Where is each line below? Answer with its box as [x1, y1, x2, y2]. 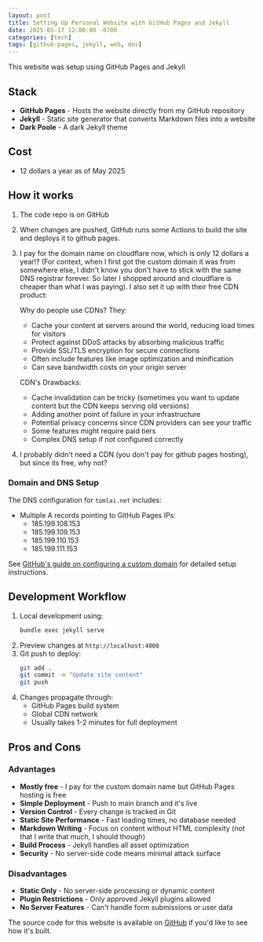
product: [19, 290, 48, 299]
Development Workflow [8, 590, 127, 604]
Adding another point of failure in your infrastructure [31, 409, 201, 418]
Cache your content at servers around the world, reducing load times [31, 320, 255, 330]
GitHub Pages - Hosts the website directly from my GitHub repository [19, 105, 245, 115]
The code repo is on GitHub [19, 210, 110, 219]
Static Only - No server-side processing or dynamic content [19, 886, 215, 896]
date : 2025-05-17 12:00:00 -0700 [8, 26, 118, 34]
